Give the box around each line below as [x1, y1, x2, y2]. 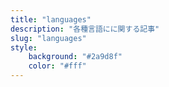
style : [10, 42, 38, 53]
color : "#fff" [28, 61, 87, 71]
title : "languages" [10, 14, 92, 25]
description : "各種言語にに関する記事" [10, 24, 160, 34]
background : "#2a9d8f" [28, 52, 123, 62]
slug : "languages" [10, 33, 87, 43]
